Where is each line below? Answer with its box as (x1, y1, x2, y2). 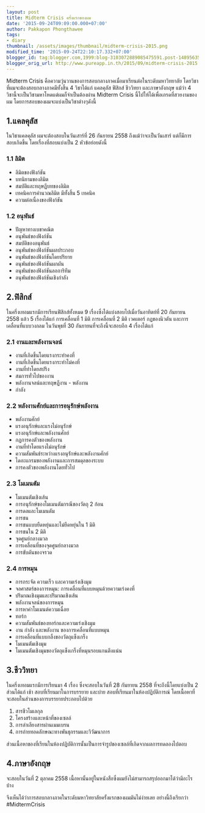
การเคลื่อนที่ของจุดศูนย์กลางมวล (15, 541, 79, 549)
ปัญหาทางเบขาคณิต (15, 225, 54, 233)
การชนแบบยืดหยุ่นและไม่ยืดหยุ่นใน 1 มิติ (15, 521, 96, 528)
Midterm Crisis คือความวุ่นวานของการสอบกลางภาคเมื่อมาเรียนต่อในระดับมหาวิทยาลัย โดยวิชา (6, 77, 199, 84)
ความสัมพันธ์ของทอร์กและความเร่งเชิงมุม (15, 619, 96, 626)
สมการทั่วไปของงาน (15, 372, 54, 380)
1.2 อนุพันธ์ (6, 212, 35, 220)
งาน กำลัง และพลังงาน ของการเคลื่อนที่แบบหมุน (15, 626, 110, 634)
